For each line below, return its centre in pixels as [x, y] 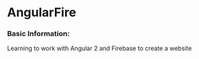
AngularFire [42, 13]
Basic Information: [38, 34]
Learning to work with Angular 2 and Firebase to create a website [99, 48]
